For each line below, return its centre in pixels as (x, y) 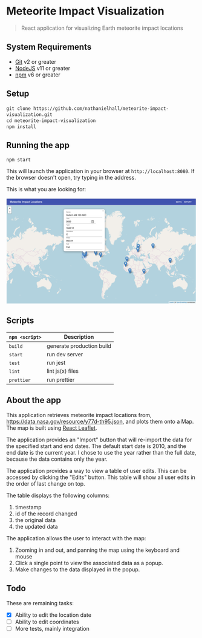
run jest (56, 363)
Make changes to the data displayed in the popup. (77, 569)
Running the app (38, 145)
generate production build (79, 346)
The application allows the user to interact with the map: (76, 538)
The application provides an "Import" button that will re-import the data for (99, 439)
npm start (19, 160)
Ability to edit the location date (53, 615)
